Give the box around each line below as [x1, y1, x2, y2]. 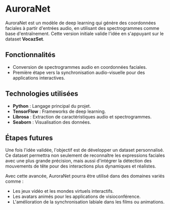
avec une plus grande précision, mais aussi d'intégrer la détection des [5, 158, 152, 164]
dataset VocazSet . [5, 36, 45, 42]
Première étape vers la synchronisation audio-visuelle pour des [12, 69, 145, 75]
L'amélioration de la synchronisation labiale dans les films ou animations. [12, 199, 165, 205]
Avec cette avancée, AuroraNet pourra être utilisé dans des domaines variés [5, 173, 165, 179]
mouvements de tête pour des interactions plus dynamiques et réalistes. [5, 163, 156, 170]
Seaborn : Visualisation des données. [12, 119, 91, 125]
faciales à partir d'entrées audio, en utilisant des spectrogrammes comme [5, 25, 160, 31]
